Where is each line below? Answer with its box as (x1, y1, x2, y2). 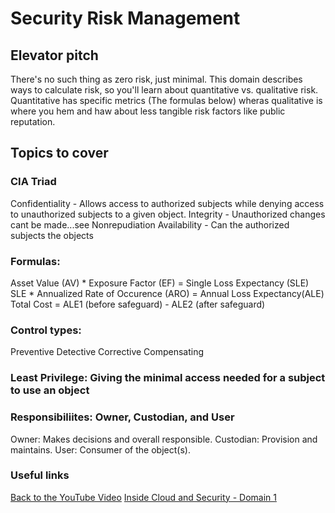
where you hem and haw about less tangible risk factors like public (10, 105, 286, 117)
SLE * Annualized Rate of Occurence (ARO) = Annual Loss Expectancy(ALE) (10, 287, 325, 299)
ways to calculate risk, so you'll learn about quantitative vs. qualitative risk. (10, 84, 319, 96)
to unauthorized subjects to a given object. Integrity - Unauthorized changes (10, 208, 326, 220)
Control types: (10, 323, 82, 337)
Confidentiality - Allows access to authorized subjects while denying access (10, 197, 325, 209)
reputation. (10, 116, 56, 127)
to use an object (10, 383, 90, 397)
